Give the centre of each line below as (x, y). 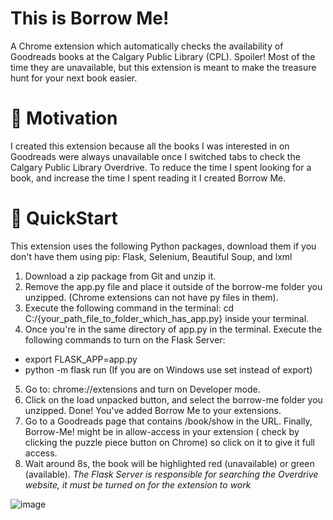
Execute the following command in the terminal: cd (129, 308)
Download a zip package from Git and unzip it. (120, 276)
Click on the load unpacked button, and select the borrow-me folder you (173, 399)
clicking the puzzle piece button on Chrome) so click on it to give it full (169, 442)
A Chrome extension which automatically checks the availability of (147, 46)
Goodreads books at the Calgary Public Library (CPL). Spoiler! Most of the (163, 56)
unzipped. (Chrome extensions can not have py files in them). (151, 297)
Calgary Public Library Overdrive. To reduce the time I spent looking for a (161, 167)
